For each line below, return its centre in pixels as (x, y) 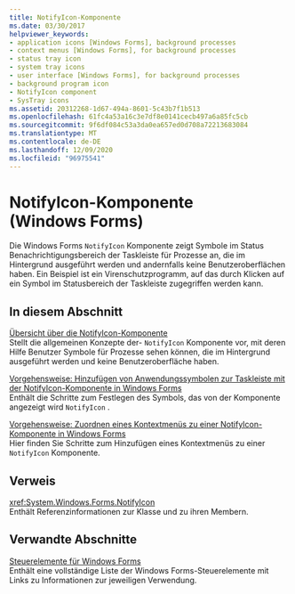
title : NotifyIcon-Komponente (65, 17)
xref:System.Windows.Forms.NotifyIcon (82, 502)
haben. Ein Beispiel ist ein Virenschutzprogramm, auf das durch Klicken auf (147, 274)
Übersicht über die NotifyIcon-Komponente (88, 333)
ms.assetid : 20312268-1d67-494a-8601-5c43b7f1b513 (105, 109)
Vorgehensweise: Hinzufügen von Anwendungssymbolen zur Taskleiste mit (147, 378)
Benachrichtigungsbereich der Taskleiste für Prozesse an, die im (128, 256)
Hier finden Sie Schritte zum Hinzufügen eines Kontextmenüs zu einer (137, 443)
